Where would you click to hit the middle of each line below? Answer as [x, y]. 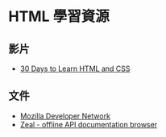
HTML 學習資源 [59, 17]
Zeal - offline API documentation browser [89, 124]
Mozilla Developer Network [65, 116]
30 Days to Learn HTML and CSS [75, 68]
